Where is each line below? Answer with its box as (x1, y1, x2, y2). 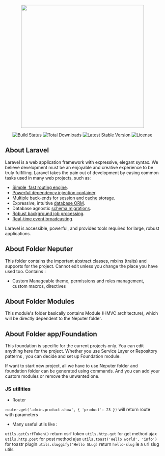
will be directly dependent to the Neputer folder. (5, 315, 102, 322)
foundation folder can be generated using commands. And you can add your (5, 368, 160, 374)
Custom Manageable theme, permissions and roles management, (12, 278, 144, 284)
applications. (5, 230, 31, 236)
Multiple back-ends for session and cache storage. (12, 195, 115, 201)
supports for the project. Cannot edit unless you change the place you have (5, 263, 158, 269)
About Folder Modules (5, 298, 75, 306)
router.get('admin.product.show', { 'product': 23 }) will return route (5, 406, 151, 412)
